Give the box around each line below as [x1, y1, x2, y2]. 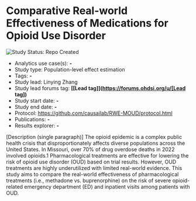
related [6, 183, 23, 190]
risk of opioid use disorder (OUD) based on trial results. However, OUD [6, 158, 177, 165]
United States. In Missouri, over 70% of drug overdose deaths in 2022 [6, 145, 175, 153]
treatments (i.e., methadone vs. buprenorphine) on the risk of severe [6, 177, 171, 184]
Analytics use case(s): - [14, 60, 72, 67]
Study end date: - [14, 103, 57, 110]
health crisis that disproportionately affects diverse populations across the [6, 139, 185, 147]
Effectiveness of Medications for [6, 16, 169, 30]
